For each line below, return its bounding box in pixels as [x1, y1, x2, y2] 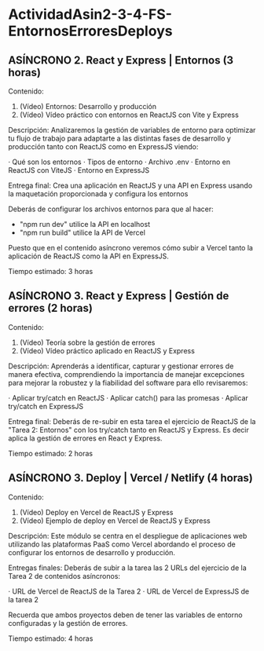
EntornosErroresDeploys [8, 22, 173, 40]
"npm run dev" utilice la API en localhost [19, 220, 151, 229]
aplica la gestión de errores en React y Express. [8, 433, 163, 443]
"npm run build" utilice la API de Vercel [19, 228, 145, 237]
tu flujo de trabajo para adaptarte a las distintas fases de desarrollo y [8, 133, 232, 143]
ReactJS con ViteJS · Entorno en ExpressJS [8, 166, 150, 174]
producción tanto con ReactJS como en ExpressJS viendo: [8, 142, 199, 151]
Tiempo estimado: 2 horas [8, 448, 93, 458]
